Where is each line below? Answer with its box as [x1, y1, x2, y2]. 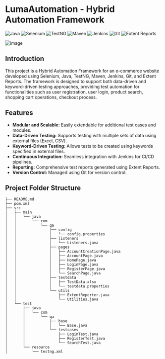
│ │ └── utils [5, 288, 70, 293]
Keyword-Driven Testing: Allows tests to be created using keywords [12, 143, 154, 149]
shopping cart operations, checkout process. [5, 94, 97, 100]
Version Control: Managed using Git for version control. [12, 169, 127, 175]
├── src [5, 205, 21, 211]
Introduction [5, 55, 45, 63]
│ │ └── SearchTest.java [5, 341, 101, 346]
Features [5, 108, 33, 117]
